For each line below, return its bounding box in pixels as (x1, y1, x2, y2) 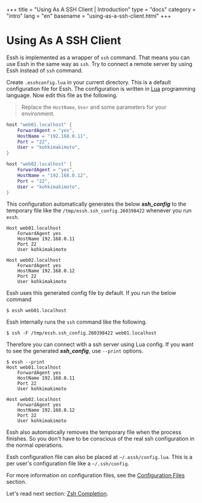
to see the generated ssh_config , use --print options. (6, 347, 143, 355)
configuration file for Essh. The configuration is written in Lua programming (6, 85, 196, 92)
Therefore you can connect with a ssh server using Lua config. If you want (6, 341, 194, 348)
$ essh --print (6, 359, 45, 366)
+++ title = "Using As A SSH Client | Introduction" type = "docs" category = (6, 6, 197, 13)
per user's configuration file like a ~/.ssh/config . (6, 460, 129, 467)
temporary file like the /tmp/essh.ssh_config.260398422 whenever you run (6, 207, 192, 214)
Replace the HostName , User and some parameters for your (21, 103, 167, 110)
